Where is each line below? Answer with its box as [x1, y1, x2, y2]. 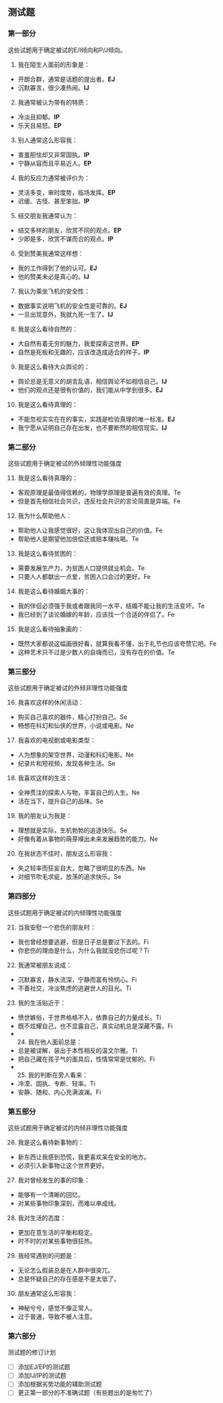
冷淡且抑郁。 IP [17, 113, 60, 121]
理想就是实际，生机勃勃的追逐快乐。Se [17, 826, 127, 834]
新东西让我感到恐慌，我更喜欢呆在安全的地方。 [17, 1152, 150, 1161]
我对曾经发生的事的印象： [17, 1176, 90, 1184]
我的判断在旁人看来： [27, 1071, 88, 1079]
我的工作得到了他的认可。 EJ [17, 264, 98, 272]
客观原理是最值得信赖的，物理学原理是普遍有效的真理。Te [17, 488, 181, 497]
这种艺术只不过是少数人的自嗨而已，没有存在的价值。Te [17, 648, 175, 656]
